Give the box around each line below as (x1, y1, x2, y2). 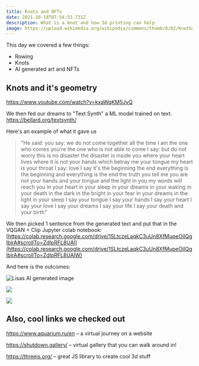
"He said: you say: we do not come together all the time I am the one (20, 139, 188, 147)
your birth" (20, 209, 47, 216)
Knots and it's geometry (6, 82, 98, 93)
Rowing (14, 53, 34, 60)
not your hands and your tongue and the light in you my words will (20, 177, 182, 184)
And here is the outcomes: (6, 263, 71, 270)
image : (6, 25, 23, 31)
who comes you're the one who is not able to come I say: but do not (20, 146, 187, 153)
